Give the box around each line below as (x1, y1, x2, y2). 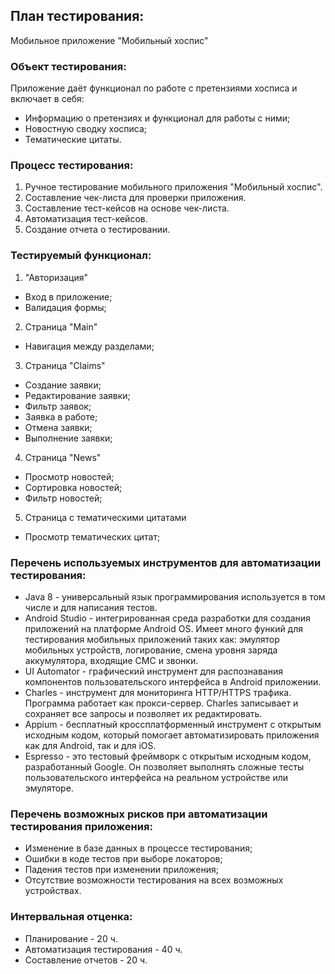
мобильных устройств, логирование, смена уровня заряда (24, 644, 278, 656)
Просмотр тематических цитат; (24, 530, 161, 543)
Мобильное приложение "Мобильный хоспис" (10, 34, 209, 46)
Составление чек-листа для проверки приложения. (24, 192, 247, 204)
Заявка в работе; (24, 410, 98, 423)
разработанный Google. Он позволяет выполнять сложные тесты (24, 761, 305, 773)
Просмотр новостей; (24, 470, 115, 483)
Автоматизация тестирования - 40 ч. (24, 943, 183, 955)
